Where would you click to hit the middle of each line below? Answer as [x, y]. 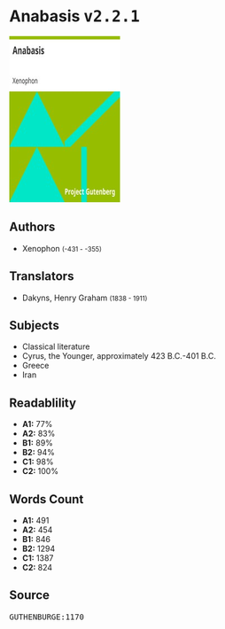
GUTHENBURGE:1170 [47, 617]
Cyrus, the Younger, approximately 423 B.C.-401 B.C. [119, 356]
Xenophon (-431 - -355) [62, 248]
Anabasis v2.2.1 [74, 16]
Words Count [47, 499]
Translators [42, 276]
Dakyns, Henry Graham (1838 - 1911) [85, 298]
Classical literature [56, 346]
